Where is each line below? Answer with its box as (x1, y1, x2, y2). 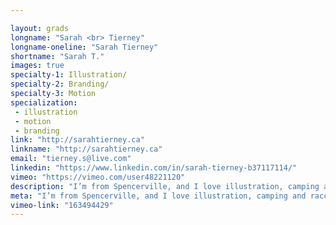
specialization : (10, 97, 78, 108)
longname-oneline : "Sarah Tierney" (10, 42, 159, 52)
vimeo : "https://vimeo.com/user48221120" (10, 172, 186, 182)
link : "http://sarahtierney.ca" (10, 135, 145, 145)
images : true (10, 61, 65, 71)
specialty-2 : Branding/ (10, 79, 110, 90)
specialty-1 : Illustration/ (10, 70, 128, 80)
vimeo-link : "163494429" (10, 200, 114, 210)
